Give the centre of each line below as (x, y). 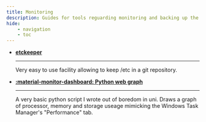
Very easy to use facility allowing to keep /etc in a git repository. (96, 70)
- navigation (34, 29)
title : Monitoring (30, 12)
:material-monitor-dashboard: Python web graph (79, 82)
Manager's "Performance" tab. (54, 112)
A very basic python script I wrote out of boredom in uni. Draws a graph (106, 99)
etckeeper (29, 52)
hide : (13, 23)
